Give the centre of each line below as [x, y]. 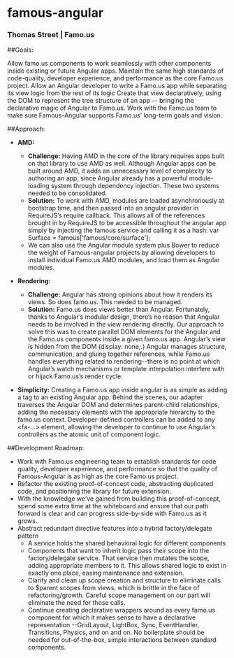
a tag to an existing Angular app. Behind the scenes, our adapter [110, 397]
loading [39, 186]
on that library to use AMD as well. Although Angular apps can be [122, 164]
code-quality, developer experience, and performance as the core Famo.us [115, 78]
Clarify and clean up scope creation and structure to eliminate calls [124, 580]
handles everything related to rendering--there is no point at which [124, 362]
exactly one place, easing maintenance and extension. [106, 573]
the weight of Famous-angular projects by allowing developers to [122, 252]
